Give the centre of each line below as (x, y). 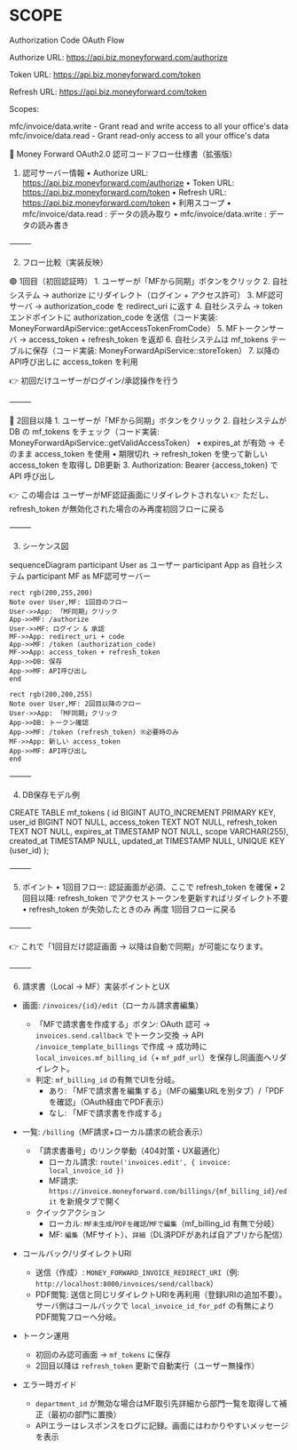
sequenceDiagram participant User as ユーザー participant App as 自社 (138, 564)
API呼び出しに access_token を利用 (74, 362)
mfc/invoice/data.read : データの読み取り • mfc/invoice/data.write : (145, 213)
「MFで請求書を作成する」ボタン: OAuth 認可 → (123, 1024)
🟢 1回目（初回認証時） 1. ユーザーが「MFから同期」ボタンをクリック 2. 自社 (148, 281)
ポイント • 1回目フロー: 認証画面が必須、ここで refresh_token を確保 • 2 (153, 887)
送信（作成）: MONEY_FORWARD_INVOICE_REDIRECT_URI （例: (137, 1272)
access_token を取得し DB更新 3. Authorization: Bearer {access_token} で (144, 465)
